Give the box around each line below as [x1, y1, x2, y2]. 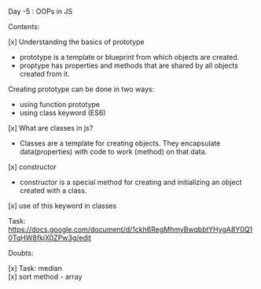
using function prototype [19, 100, 101, 109]
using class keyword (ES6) [19, 108, 106, 117]
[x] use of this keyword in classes [8, 201, 117, 210]
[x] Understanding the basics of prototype [8, 37, 145, 46]
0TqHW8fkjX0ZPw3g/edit [8, 233, 92, 243]
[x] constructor [8, 162, 57, 172]
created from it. [19, 69, 70, 78]
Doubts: [8, 248, 34, 258]
